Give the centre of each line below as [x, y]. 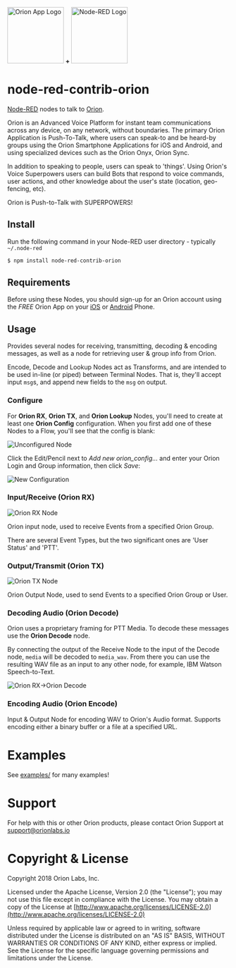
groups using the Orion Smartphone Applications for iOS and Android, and [115, 145]
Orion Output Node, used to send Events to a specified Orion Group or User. [118, 595]
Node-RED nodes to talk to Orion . [56, 108]
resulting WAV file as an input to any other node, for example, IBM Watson [114, 664]
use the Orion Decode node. [49, 636]
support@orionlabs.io [39, 830]
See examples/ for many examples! [58, 774]
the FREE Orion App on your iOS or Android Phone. [81, 307]
